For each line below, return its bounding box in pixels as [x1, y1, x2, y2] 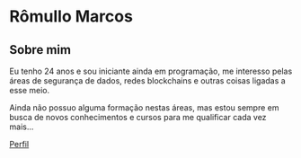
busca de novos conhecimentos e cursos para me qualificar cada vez [9, 112, 267, 122]
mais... [9, 121, 34, 132]
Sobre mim [9, 42, 72, 57]
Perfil [9, 139, 30, 149]
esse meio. [9, 85, 50, 95]
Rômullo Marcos [9, 6, 133, 27]
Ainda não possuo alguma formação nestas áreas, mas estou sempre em [9, 102, 279, 113]
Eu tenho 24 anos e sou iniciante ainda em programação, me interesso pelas [9, 66, 293, 76]
